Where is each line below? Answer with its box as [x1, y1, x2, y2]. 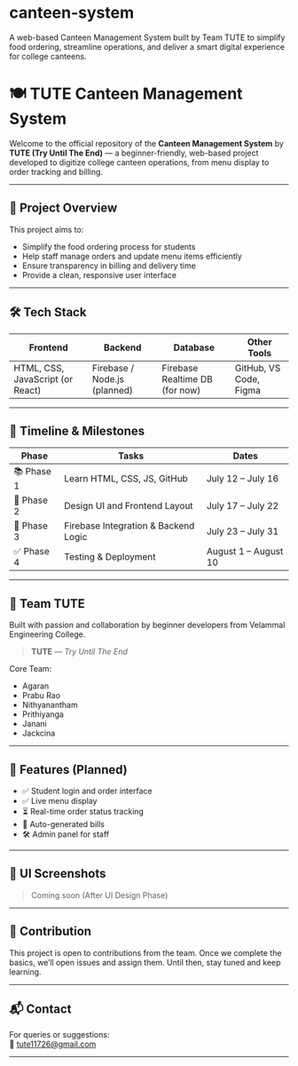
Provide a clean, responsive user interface [21, 269, 177, 280]
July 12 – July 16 [206, 472, 279, 484]
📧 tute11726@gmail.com [9, 1038, 97, 1050]
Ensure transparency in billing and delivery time [21, 260, 197, 271]
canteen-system [9, 3, 135, 23]
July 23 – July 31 [206, 525, 279, 537]
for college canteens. [9, 51, 87, 61]
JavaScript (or [13, 372, 74, 385]
